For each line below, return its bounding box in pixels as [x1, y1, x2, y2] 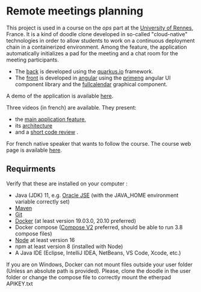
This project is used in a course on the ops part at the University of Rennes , [6, 24, 194, 31]
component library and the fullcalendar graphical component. [14, 80, 167, 88]
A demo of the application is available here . [6, 92, 114, 99]
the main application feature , [14, 116, 86, 123]
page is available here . [6, 146, 62, 154]
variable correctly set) [14, 197, 70, 205]
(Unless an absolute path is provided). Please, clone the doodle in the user [6, 267, 191, 275]
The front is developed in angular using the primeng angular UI [14, 74, 171, 81]
